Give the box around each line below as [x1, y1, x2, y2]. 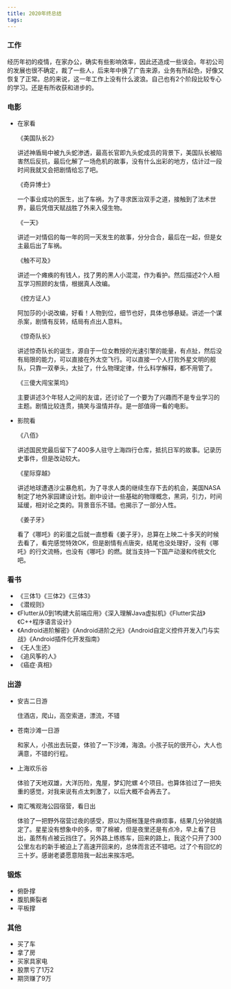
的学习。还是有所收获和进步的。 [7, 83, 98, 92]
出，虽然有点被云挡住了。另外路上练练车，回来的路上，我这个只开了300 [16, 833, 222, 842]
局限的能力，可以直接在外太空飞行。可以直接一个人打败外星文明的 [23, 356, 210, 364]
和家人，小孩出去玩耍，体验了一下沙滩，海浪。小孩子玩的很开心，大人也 [16, 740, 222, 748]
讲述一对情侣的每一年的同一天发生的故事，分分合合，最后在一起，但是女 [16, 233, 222, 241]
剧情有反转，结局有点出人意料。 [35, 318, 126, 326]
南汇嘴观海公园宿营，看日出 [16, 802, 96, 810]
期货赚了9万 [16, 975, 52, 983]
